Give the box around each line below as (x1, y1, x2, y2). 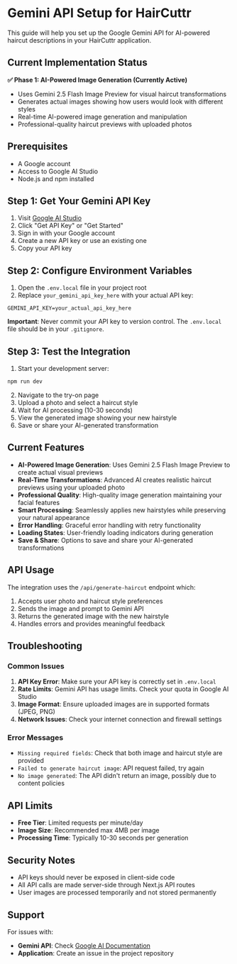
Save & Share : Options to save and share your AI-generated (17, 536, 193, 544)
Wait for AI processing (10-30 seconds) (17, 406, 133, 414)
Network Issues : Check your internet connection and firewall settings (17, 715, 222, 724)
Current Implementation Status (7, 57, 148, 69)
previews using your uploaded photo (17, 483, 126, 492)
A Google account (17, 159, 71, 168)
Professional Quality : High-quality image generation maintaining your (17, 490, 222, 499)
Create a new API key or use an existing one (17, 237, 147, 245)
